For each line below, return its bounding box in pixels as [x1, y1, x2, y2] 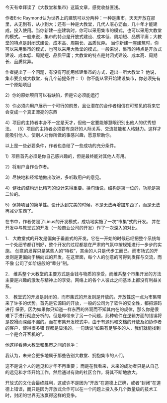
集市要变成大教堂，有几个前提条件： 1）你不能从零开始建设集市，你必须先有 [5, 75, 161, 81]
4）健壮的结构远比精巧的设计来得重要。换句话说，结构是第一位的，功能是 [5, 185, 157, 191]
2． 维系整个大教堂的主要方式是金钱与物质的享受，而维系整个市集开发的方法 [5, 271, 162, 276]
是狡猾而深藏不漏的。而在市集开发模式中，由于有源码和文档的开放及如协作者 [5, 319, 162, 325]
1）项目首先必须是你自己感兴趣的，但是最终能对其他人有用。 [5, 153, 129, 159]
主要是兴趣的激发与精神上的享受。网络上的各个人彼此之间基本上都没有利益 [5, 277, 158, 283]
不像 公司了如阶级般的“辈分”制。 [5, 261, 72, 266]
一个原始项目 [5, 82, 31, 87]
